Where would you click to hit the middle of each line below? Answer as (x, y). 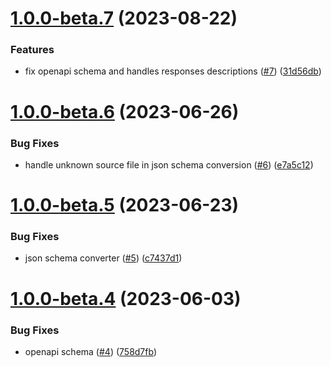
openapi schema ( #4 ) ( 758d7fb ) (91, 351)
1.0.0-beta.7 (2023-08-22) (124, 18)
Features (32, 50)
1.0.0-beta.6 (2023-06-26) (125, 111)
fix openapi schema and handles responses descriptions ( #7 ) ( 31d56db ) (173, 71)
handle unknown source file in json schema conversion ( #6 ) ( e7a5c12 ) (169, 164)
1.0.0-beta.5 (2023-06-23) (125, 205)
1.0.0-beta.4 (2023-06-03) (126, 298)
